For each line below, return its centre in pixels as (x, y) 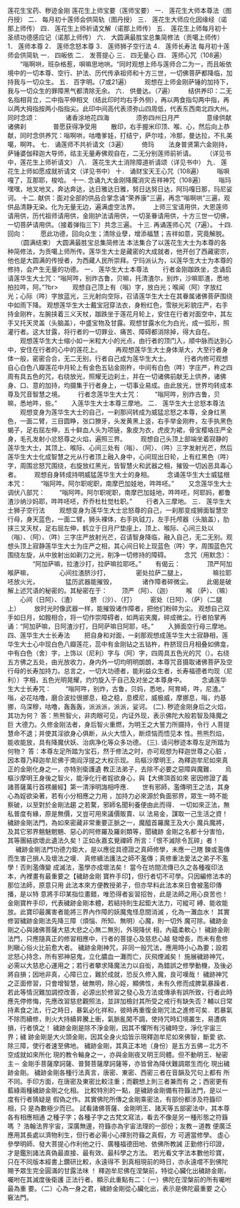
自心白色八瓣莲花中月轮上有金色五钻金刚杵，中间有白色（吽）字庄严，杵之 (117, 367)
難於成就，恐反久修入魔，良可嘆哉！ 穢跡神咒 (161, 974)
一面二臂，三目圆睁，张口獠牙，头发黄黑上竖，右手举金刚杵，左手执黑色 (126, 421)
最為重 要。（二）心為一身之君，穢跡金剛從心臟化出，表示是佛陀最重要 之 (114, 1188)
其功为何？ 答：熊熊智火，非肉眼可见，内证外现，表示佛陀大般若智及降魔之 (118, 715)
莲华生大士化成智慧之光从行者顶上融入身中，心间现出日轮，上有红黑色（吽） (120, 457)
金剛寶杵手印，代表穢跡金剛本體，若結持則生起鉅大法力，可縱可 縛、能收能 (118, 903)
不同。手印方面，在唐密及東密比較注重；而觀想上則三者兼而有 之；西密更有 (118, 1081)
